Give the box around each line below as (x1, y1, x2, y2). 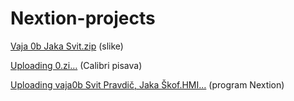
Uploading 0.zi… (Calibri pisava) (10, 59, 143, 71)
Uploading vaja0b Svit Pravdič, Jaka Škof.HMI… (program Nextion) (10, 78, 285, 91)
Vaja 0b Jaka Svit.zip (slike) (10, 40, 124, 52)
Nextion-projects (10, 7, 156, 30)
